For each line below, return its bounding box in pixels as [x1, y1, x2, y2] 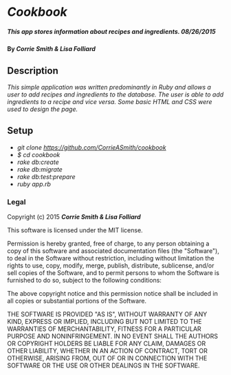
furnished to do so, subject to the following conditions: [7, 276, 162, 285]
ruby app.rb [16, 180, 52, 188]
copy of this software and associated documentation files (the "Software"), [7, 247, 220, 255]
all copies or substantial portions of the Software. [7, 297, 146, 305]
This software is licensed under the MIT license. [7, 226, 143, 234]
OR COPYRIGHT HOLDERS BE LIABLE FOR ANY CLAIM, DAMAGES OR [7, 339, 206, 348]
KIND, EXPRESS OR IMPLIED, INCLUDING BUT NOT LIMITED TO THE [7, 318, 202, 326]
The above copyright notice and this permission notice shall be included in [7, 290, 218, 298]
